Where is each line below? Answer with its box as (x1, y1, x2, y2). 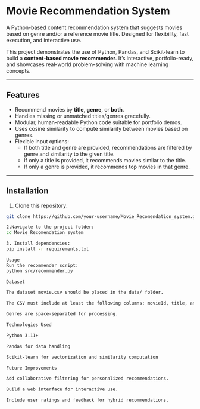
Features (6, 90, 40, 100)
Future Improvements (6, 365, 58, 371)
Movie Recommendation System (6, 4, 171, 18)
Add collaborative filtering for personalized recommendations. (6, 376, 169, 382)
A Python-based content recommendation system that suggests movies (6, 24, 183, 31)
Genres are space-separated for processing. (6, 311, 118, 317)
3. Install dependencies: (6, 241, 70, 247)
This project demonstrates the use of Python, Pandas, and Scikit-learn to (6, 48, 185, 55)
